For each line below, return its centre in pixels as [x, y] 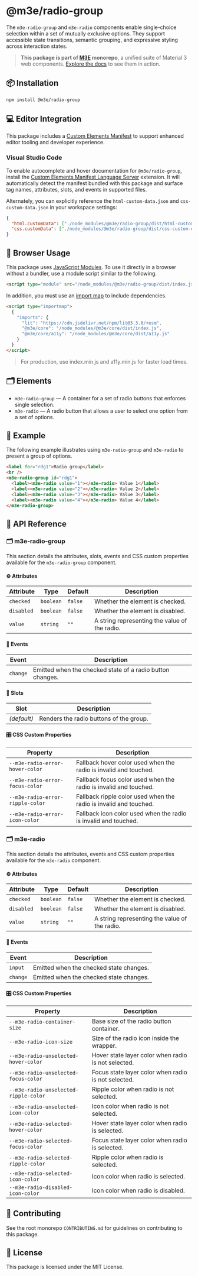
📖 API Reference [36, 524]
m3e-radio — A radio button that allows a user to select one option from [101, 411]
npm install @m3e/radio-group [43, 100]
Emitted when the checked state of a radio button [101, 669]
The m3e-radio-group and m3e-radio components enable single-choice [91, 27]
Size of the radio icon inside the [136, 1038]
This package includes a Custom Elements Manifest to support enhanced [95, 136]
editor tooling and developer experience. [55, 143]
